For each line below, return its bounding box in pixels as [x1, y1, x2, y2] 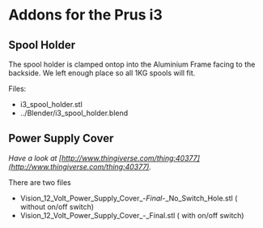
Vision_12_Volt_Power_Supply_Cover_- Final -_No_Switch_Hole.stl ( [19, 193, 238, 203]
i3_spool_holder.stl [19, 100, 83, 109]
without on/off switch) [19, 201, 95, 212]
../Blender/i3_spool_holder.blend [19, 108, 129, 118]
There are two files [8, 177, 71, 187]
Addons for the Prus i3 [8, 6, 163, 24]
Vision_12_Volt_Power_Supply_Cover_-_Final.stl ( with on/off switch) [19, 210, 244, 220]
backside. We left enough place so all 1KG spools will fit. [8, 68, 196, 78]
